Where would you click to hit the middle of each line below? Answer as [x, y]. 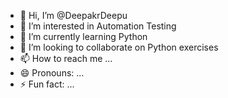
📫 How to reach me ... [66, 58]
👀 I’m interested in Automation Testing [98, 26]
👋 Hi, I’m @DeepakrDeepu [73, 15]
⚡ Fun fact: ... [47, 84]
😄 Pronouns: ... [52, 73]
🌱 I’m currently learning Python [83, 36]
